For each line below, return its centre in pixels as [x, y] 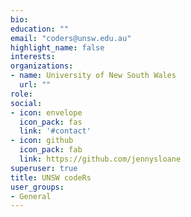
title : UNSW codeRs [51, 177]
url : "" [35, 85]
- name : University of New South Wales [93, 76]
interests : [33, 57]
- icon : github [42, 141]
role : [21, 94]
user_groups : [37, 187]
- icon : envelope [46, 112]
